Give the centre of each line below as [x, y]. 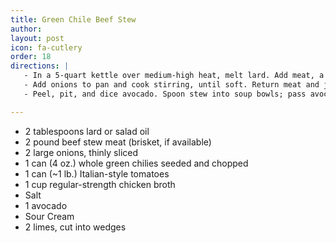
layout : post [37, 38]
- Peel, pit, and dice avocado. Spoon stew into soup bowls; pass [165, 94]
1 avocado [46, 205]
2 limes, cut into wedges [75, 227]
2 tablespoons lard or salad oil [87, 131]
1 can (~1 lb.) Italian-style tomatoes [97, 173]
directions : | [40, 66]
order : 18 [31, 57]
